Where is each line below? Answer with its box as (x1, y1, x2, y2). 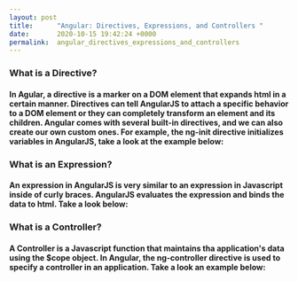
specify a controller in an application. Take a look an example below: (9, 261, 266, 272)
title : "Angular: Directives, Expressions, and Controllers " (9, 21, 264, 30)
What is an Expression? (9, 158, 113, 170)
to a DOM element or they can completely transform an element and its (9, 107, 276, 118)
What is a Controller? (9, 221, 102, 233)
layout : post (9, 12, 58, 22)
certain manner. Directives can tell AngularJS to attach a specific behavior (9, 98, 289, 109)
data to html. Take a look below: (9, 199, 129, 209)
